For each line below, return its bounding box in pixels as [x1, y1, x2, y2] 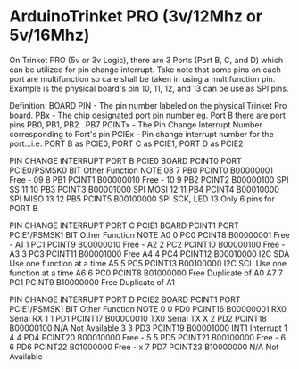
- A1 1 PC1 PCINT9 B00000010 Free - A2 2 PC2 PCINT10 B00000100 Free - [9, 239, 286, 250]
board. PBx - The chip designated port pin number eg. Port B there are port [9, 110, 286, 120]
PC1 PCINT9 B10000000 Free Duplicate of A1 [9, 276, 176, 287]
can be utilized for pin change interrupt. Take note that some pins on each [9, 64, 281, 75]
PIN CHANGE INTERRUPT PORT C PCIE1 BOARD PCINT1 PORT [9, 220, 239, 231]
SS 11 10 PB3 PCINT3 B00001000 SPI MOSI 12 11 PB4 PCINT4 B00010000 [9, 184, 279, 194]
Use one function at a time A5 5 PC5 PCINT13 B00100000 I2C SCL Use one [9, 258, 287, 268]
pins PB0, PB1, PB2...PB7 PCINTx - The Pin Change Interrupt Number [9, 119, 263, 130]
